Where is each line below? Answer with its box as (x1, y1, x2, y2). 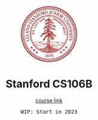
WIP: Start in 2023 (20, 108, 78, 115)
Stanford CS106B (5, 77, 93, 91)
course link (35, 97, 63, 104)
